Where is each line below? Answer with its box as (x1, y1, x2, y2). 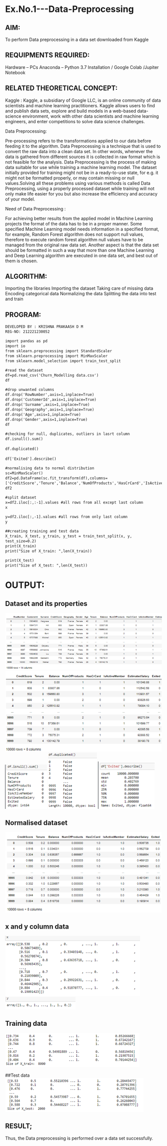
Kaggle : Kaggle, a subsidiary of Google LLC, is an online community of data (5, 97, 161, 103)
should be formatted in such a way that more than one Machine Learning (5, 247, 154, 253)
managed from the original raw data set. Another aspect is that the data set (5, 242, 159, 248)
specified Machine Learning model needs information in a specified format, (5, 226, 160, 232)
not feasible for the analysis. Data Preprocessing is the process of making (5, 159, 157, 165)
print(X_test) (5, 558, 35, 563)
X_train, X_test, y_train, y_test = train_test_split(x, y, (5, 534, 133, 539)
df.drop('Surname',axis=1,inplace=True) (5, 402, 90, 407)
